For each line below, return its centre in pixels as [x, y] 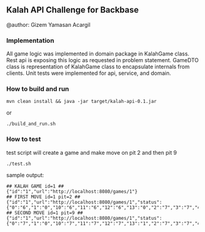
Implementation [31, 40]
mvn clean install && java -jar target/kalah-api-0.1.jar [81, 102]
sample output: [25, 175]
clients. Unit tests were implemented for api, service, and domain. [89, 73]
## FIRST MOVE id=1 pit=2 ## [43, 197]
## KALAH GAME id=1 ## [35, 186]
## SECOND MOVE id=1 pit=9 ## [45, 213]
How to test [24, 139]
